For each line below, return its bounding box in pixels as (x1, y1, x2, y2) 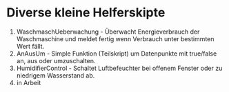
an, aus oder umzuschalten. (16, 56, 96, 65)
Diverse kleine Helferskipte (6, 5, 166, 21)
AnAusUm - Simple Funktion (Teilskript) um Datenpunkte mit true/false (16, 49, 217, 58)
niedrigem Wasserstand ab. (16, 71, 95, 80)
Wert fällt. (16, 42, 45, 50)
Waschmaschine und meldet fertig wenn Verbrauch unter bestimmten (16, 34, 215, 43)
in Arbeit (16, 78, 41, 87)
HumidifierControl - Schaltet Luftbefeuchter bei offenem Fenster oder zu (16, 64, 223, 72)
